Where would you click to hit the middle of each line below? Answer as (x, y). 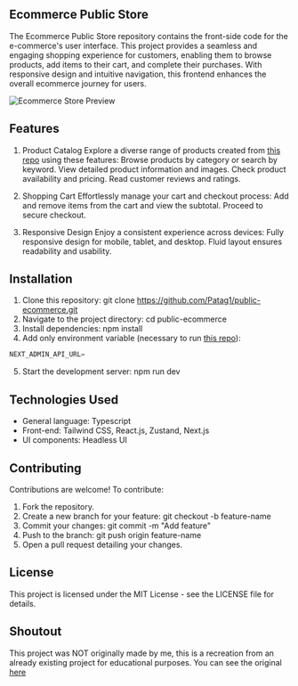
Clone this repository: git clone (78, 300)
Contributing (45, 468)
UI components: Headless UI (74, 440)
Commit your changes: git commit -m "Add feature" (117, 526)
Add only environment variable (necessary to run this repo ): (132, 339)
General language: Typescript (77, 421)
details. (23, 603)
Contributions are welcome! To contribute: (87, 489)
